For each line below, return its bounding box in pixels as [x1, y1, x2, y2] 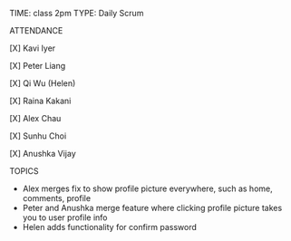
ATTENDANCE [9, 25, 63, 35]
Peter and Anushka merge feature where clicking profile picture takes [22, 203, 283, 213]
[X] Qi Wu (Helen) [9, 78, 76, 89]
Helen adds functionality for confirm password [22, 222, 197, 232]
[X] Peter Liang [9, 61, 66, 71]
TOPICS [9, 166, 39, 176]
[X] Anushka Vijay [9, 149, 77, 159]
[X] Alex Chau [9, 113, 62, 123]
